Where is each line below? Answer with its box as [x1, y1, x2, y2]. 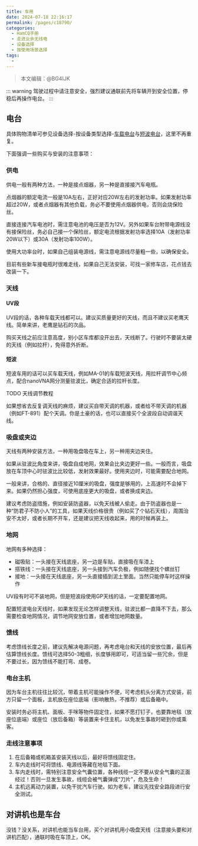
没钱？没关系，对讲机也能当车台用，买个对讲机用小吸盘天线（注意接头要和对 [6, 826, 192, 834]
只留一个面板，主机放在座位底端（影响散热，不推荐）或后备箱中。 [11, 696, 171, 703]
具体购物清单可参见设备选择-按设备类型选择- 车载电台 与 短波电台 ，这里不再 [6, 130, 187, 137]
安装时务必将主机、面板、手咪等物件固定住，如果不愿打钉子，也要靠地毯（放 [6, 708, 192, 716]
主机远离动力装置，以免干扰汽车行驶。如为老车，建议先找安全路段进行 [14, 783, 186, 790]
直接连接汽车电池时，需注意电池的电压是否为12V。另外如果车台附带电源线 [6, 220, 186, 227]
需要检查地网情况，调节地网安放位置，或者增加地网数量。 [6, 612, 146, 619]
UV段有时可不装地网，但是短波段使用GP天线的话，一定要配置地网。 [6, 593, 171, 600]
